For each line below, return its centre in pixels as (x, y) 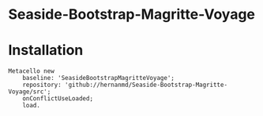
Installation (46, 51)
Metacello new (32, 71)
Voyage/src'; (30, 92)
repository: (42, 85)
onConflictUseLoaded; (58, 99)
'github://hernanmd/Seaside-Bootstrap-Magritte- (146, 85)
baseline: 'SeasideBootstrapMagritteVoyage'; (99, 78)
